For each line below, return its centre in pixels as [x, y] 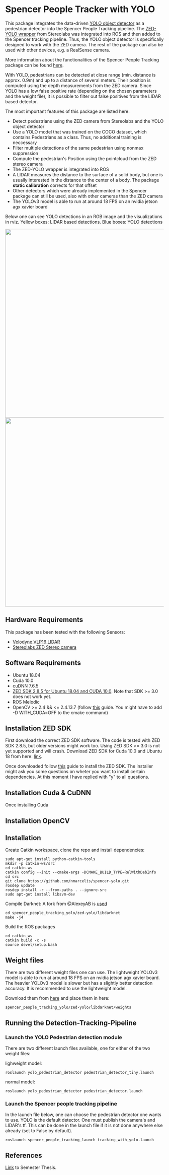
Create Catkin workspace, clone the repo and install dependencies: [75, 850]
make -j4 [14, 918]
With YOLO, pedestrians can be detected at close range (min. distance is [80, 75]
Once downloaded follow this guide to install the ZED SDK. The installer [79, 766]
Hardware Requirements [44, 620]
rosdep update [20, 886]
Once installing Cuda [27, 805]
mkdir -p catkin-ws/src [30, 864]
